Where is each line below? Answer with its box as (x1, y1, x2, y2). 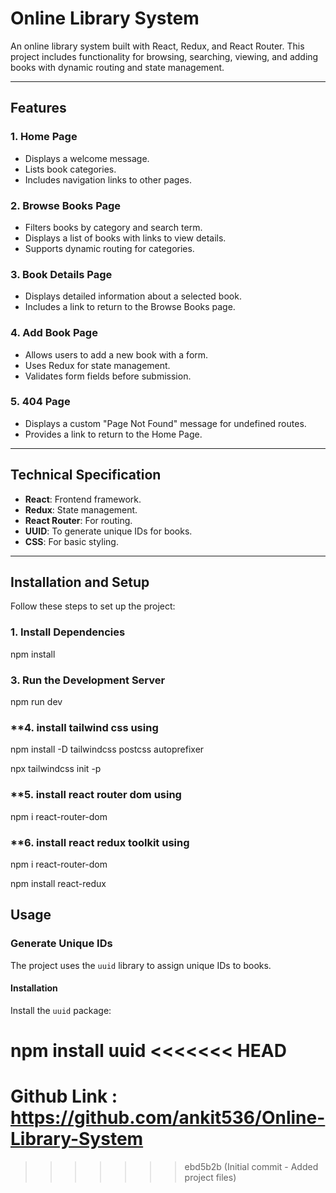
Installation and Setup (10, 574, 150, 591)
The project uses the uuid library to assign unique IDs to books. (10, 959, 272, 971)
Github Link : (10, 1085, 118, 1108)
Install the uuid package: (10, 1004, 112, 1016)
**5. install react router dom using (10, 788, 182, 802)
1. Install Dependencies (10, 625, 126, 639)
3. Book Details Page (10, 267, 113, 281)
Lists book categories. (24, 163, 117, 175)
